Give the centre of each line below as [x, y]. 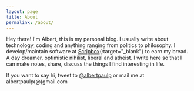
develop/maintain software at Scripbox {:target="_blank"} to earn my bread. [97, 52]
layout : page [22, 11]
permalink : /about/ [30, 22]
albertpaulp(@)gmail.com [37, 82]
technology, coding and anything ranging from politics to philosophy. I [91, 45]
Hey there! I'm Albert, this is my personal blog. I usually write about [87, 39]
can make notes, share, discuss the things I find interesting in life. [85, 64]
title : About [22, 17]
